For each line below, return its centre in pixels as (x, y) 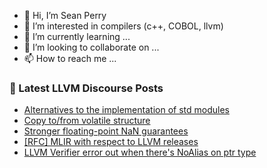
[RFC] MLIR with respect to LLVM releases (111, 142)
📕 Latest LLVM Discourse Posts (86, 88)
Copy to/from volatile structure (87, 121)
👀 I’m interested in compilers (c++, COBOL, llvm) (123, 26)
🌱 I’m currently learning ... (77, 36)
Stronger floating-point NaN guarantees (106, 131)
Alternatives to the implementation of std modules (126, 110)
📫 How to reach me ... (70, 58)
